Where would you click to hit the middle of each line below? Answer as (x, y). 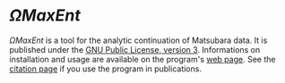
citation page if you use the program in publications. (105, 69)
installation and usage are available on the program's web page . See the (142, 59)
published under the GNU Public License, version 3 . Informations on (135, 49)
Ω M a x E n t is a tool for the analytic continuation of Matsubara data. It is (138, 40)
